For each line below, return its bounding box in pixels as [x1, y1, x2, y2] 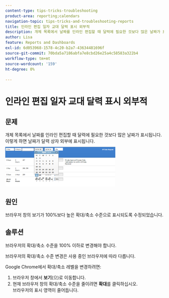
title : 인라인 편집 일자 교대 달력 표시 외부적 [5, 24, 90, 29]
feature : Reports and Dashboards [5, 40, 75, 45]
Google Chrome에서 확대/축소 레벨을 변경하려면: [5, 264, 102, 270]
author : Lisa [5, 35, 33, 40]
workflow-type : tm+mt [5, 56, 51, 61]
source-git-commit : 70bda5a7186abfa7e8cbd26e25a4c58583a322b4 [5, 50, 138, 55]
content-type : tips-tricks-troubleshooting [5, 8, 98, 13]
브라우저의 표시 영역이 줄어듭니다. [12, 287, 79, 293]
